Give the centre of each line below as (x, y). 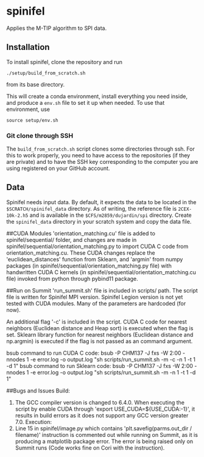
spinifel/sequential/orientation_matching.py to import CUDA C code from (97, 246)
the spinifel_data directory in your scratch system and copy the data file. (99, 221)
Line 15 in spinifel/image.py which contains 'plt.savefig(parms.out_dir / (103, 428)
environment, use (28, 109)
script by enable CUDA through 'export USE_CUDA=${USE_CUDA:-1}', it (105, 409)
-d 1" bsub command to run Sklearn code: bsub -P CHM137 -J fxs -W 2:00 (100, 366)
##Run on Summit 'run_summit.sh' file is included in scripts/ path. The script (102, 290)
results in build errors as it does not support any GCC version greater (102, 415)
